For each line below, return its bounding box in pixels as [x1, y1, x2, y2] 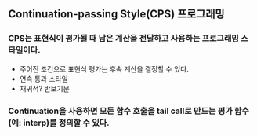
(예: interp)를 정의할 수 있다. [8, 117, 110, 128]
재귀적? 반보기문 [19, 83, 71, 93]
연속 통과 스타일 [19, 74, 68, 83]
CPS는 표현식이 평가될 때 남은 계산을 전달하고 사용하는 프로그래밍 [8, 33, 239, 44]
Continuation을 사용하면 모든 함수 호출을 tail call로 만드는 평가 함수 [8, 105, 249, 116]
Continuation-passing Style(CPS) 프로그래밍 [8, 7, 225, 21]
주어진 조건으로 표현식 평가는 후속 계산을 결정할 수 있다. [19, 64, 190, 73]
